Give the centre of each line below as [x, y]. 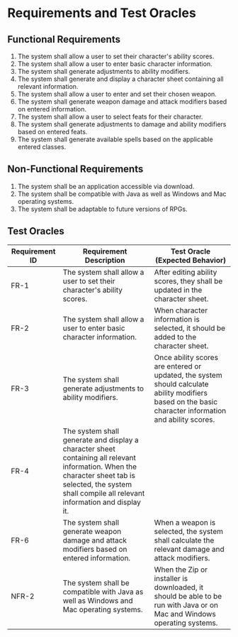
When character [181, 310]
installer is [171, 578]
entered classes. [42, 147]
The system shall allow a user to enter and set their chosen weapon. [117, 94]
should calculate [181, 383]
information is [177, 319]
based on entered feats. [52, 132]
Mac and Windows [185, 614]
